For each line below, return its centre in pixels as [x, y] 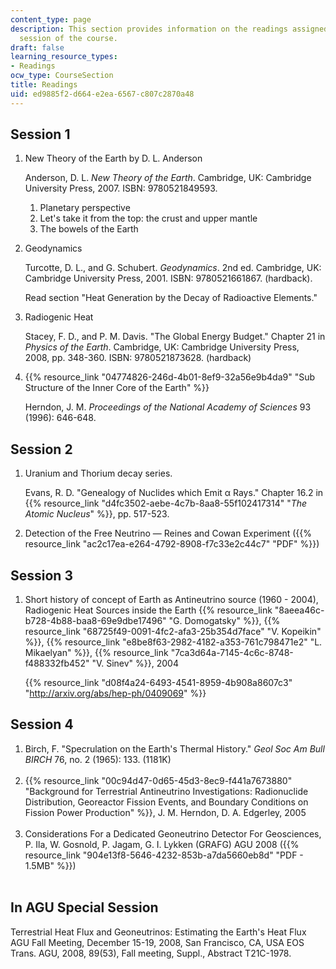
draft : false [37, 47]
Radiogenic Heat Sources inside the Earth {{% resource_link [148, 610]
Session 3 [41, 575]
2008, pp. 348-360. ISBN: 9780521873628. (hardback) [138, 358]
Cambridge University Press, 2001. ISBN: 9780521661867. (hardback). [168, 278]
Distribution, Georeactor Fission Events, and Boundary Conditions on [166, 802]
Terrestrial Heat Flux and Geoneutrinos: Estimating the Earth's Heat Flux [158, 932]
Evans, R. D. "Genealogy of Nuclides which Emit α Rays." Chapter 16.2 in [174, 493]
